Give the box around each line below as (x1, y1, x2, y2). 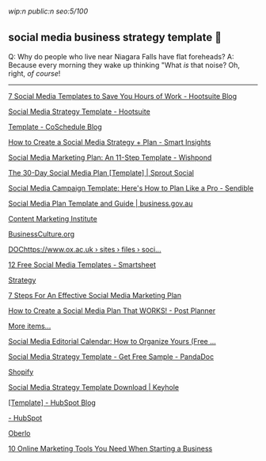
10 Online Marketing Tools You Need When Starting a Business (8, 444, 213, 453)
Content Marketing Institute (8, 213, 97, 223)
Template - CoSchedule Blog (8, 122, 103, 131)
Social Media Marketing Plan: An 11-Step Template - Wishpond (8, 153, 212, 162)
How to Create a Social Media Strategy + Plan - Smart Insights (8, 137, 211, 146)
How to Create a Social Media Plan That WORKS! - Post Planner (8, 305, 216, 316)
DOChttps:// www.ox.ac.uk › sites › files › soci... (8, 244, 161, 254)
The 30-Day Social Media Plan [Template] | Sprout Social (8, 168, 195, 177)
